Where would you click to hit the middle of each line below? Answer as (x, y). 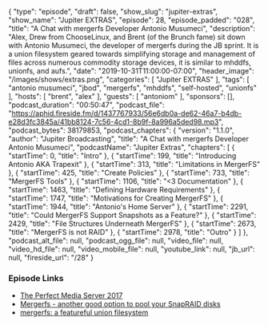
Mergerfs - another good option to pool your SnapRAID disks (120, 304)
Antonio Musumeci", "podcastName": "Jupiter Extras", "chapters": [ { (122, 147)
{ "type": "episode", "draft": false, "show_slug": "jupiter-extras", (113, 12)
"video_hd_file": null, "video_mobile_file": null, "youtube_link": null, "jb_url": (132, 249)
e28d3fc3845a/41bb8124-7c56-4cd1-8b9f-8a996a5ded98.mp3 (114, 122)
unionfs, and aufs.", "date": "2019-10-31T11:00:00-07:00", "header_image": (131, 71)
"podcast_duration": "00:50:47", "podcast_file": (87, 105)
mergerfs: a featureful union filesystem (84, 313)
